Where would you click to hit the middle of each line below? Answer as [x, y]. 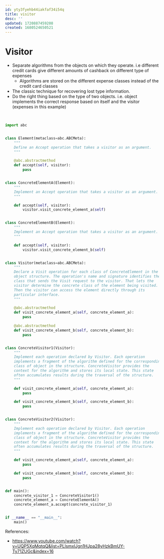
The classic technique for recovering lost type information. [71, 91]
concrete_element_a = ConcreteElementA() [56, 500]
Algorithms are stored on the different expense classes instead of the [89, 81]
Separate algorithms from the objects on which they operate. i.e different [85, 65]
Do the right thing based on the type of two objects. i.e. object [75, 97]
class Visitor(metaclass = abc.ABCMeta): [46, 263]
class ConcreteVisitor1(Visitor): [40, 348]
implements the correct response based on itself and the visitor [76, 102]
